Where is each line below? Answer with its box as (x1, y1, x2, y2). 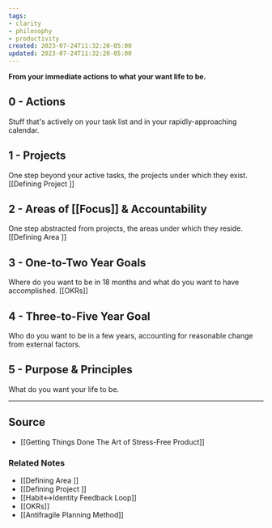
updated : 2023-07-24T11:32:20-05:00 (8, 49, 132, 57)
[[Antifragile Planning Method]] (19, 509, 124, 519)
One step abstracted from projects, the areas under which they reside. (8, 224, 243, 233)
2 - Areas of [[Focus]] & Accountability (8, 202, 208, 216)
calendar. (8, 125, 40, 134)
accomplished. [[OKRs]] (8, 286, 89, 296)
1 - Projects (8, 149, 66, 163)
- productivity (8, 34, 60, 43)
